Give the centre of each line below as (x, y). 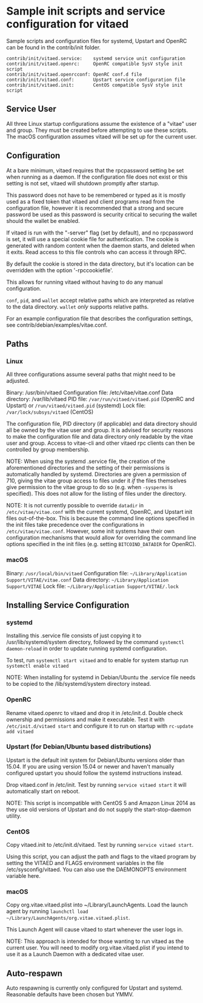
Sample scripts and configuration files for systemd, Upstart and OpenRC (97, 41)
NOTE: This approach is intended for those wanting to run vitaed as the (95, 941)
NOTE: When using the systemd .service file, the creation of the (86, 461)
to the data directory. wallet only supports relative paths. (78, 306)
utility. (14, 816)
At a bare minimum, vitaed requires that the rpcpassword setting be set (95, 170)
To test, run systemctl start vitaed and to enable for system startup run (98, 660)
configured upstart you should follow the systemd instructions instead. (95, 773)
